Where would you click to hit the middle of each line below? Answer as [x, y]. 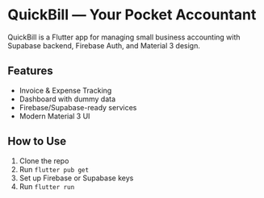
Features [30, 71]
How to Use [37, 141]
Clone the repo [44, 161]
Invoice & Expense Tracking [65, 90]
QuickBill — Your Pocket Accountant [132, 15]
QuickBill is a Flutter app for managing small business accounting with [124, 37]
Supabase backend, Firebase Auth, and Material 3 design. [104, 45]
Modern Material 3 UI [54, 116]
